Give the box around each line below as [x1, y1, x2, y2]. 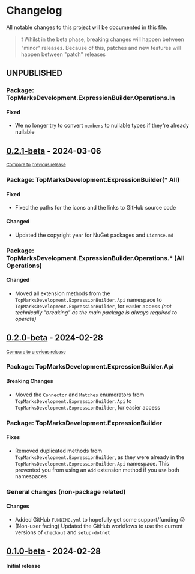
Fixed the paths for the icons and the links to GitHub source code [14, 204, 176, 211]
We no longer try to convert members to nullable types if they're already [14, 122, 189, 129]
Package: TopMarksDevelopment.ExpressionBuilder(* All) [6, 176, 180, 184]
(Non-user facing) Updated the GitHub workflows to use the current [14, 522, 183, 529]
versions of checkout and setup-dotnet [14, 528, 110, 536]
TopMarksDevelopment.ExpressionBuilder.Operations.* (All [6, 254, 185, 262]
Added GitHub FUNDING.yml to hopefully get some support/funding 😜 [14, 516, 185, 523]
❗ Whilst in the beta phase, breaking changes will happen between [20, 36, 184, 43]
